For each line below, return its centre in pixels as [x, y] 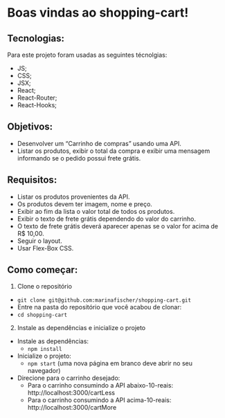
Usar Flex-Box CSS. [45, 248]
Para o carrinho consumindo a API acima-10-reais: [99, 400]
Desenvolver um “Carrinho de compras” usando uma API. [99, 143]
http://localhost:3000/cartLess [71, 393]
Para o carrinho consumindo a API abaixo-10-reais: [100, 385]
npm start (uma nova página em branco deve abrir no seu [110, 363]
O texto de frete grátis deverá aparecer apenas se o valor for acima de [118, 226]
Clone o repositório [45, 287]
